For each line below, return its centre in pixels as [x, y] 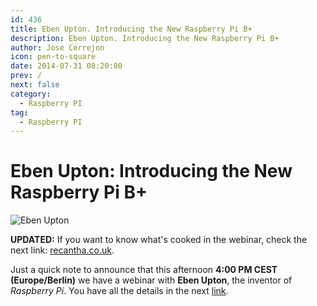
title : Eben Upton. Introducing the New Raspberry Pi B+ [131, 29]
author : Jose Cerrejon [57, 47]
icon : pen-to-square [53, 57]
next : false [35, 85]
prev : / [26, 76]
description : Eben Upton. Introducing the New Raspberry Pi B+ [145, 38]
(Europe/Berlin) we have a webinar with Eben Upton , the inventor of [151, 280]
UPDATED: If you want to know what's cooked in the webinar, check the [159, 240]
